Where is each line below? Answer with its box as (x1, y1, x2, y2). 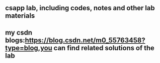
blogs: (5, 36, 25, 44)
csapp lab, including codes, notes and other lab (5, 4, 155, 12)
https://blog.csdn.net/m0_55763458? (24, 36, 146, 44)
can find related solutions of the (54, 44, 155, 52)
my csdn (5, 28, 32, 36)
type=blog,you (5, 44, 53, 52)
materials (5, 12, 35, 20)
